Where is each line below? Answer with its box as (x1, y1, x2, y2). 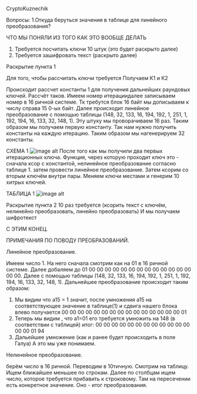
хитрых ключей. (6, 179, 47, 186)
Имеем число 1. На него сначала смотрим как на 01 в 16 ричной (6, 260, 168, 267)
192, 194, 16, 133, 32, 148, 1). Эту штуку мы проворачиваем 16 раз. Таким (6, 117, 189, 124)
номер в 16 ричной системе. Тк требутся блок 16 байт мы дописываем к (6, 98, 189, 105)
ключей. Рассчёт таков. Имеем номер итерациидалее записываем (6, 92, 176, 99)
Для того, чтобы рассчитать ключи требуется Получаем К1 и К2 (6, 75, 168, 81)
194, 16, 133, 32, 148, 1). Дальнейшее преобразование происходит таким (6, 279, 189, 285)
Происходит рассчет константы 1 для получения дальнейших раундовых (6, 86, 191, 93)
